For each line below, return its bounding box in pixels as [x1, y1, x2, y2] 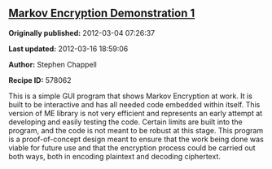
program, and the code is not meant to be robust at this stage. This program [8, 125, 263, 135]
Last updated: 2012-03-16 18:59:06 [8, 44, 129, 54]
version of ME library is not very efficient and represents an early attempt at [8, 108, 263, 118]
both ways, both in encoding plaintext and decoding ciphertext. [8, 151, 222, 161]
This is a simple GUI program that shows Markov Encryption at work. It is [8, 91, 252, 101]
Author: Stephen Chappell [8, 59, 98, 69]
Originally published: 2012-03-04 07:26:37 [8, 28, 156, 37]
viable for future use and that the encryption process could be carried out [8, 142, 256, 153]
